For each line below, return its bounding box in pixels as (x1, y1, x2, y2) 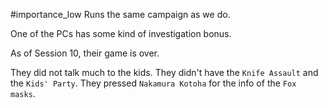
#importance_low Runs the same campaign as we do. (10, 9, 231, 20)
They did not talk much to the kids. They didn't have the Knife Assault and (10, 67, 319, 78)
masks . (10, 88, 36, 99)
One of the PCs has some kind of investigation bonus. (10, 28, 232, 39)
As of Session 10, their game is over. (10, 47, 160, 59)
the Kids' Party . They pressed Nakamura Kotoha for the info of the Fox (10, 77, 297, 89)
